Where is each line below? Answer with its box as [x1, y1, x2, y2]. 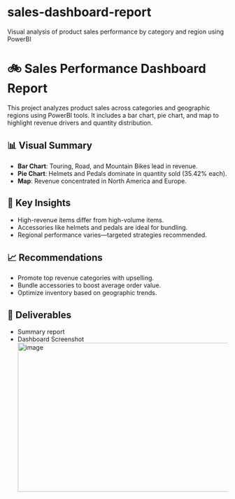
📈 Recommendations [7, 252, 103, 264]
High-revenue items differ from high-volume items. [17, 215, 164, 224]
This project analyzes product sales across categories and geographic [7, 103, 211, 112]
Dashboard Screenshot [17, 335, 85, 343]
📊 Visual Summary [7, 139, 92, 151]
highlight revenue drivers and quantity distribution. [7, 118, 153, 127]
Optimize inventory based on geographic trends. [17, 289, 157, 297]
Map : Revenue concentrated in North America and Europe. [17, 177, 187, 185]
